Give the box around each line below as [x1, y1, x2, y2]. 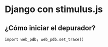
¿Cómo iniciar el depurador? [5, 24, 96, 32]
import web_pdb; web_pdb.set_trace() [5, 37, 84, 42]
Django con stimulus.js [5, 4, 103, 15]
